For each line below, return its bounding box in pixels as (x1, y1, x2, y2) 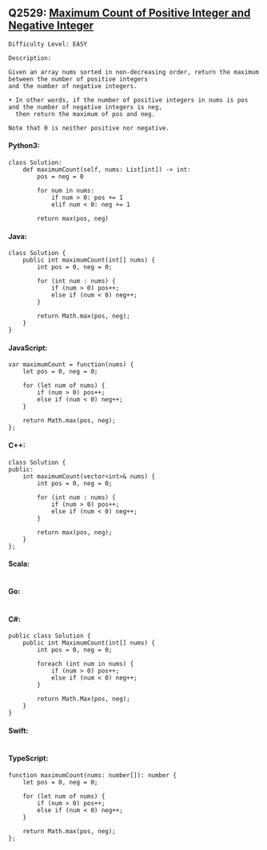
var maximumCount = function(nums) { (8, 361, 134, 369)
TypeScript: (8, 753, 49, 763)
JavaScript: (8, 343, 48, 353)
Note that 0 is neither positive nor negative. (8, 124, 170, 132)
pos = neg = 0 (37, 173, 84, 181)
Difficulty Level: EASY (8, 40, 88, 48)
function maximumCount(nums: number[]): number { (8, 771, 177, 779)
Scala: (8, 559, 30, 569)
